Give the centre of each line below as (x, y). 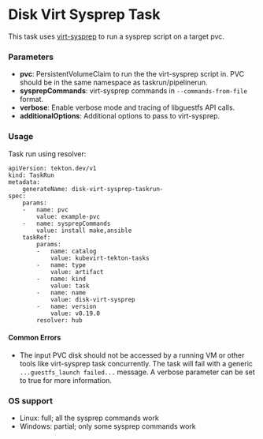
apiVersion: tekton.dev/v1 (52, 168)
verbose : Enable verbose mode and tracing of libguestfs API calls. (127, 107)
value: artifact (77, 272)
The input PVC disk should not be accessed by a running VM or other (132, 355)
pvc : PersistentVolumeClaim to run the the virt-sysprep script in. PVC (132, 74)
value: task (70, 286)
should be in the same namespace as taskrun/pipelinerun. (113, 83)
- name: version (67, 306)
